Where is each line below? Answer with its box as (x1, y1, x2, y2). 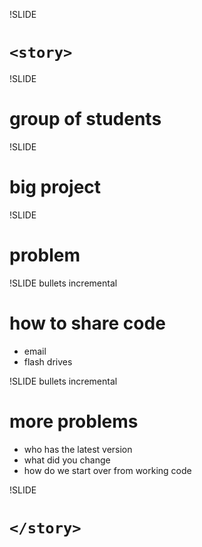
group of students (9, 108, 162, 131)
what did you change (23, 454, 111, 466)
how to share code (9, 312, 166, 334)
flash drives (23, 355, 73, 368)
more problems (9, 410, 139, 433)
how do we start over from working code (23, 464, 192, 476)
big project (9, 176, 102, 199)
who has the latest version (23, 443, 133, 455)
